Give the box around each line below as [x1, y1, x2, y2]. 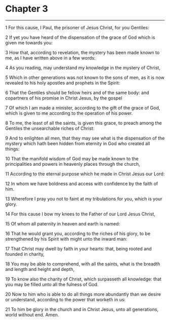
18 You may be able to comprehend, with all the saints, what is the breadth [5, 261, 160, 267]
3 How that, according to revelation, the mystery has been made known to [5, 49, 160, 56]
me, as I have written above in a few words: [5, 55, 96, 61]
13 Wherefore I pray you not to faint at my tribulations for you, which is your [5, 196, 163, 202]
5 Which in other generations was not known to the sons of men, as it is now [5, 74, 164, 80]
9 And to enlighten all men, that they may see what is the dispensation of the [5, 135, 165, 141]
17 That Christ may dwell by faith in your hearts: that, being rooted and [5, 246, 152, 252]
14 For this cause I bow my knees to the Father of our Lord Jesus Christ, [5, 211, 156, 217]
